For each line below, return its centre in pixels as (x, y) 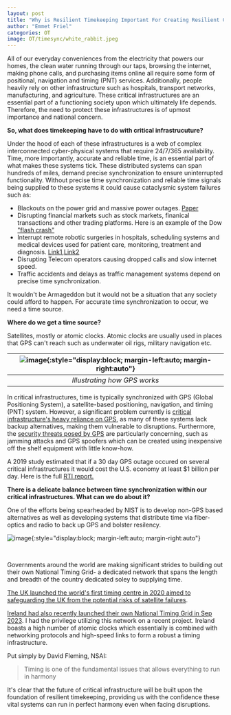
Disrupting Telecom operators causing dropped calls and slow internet (117, 259)
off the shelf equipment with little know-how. (70, 448)
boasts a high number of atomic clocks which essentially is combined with (112, 628)
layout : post (26, 13)
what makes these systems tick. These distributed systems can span (105, 166)
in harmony (40, 676)
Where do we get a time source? (54, 322)
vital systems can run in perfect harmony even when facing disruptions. (109, 705)
